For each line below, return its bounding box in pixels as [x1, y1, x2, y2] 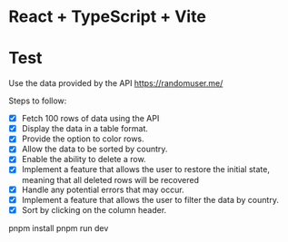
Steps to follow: [8, 95, 67, 106]
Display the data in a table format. [21, 123, 149, 134]
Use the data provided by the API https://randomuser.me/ [8, 78, 223, 89]
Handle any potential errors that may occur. [21, 184, 184, 195]
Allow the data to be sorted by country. [21, 143, 168, 155]
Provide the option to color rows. [21, 133, 144, 144]
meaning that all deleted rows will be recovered [21, 174, 199, 185]
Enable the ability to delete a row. [21, 154, 146, 165]
